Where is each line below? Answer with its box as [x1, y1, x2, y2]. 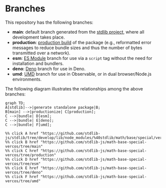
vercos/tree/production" [5, 152, 56, 157]
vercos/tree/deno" [5, 170, 43, 175]
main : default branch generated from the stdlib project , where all [12, 29, 145, 35]
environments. [12, 76, 42, 82]
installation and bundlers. [12, 60, 64, 66]
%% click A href [5, 131, 39, 136]
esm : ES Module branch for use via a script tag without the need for [12, 55, 152, 61]
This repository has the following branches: [5, 19, 94, 25]
